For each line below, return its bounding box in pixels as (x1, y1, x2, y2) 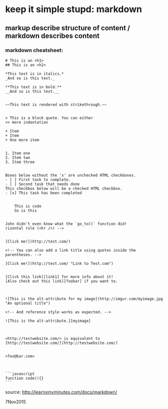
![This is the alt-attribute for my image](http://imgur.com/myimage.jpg (5, 296, 163, 301)
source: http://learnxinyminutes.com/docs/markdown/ (5, 389, 117, 395)
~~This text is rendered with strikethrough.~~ (5, 102, 107, 107)
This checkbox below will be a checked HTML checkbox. (5, 186, 123, 191)
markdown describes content (5, 31, 100, 40)
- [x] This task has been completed (5, 190, 82, 195)
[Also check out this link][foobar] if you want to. (5, 278, 118, 283)
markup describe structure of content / (5, 24, 130, 32)
